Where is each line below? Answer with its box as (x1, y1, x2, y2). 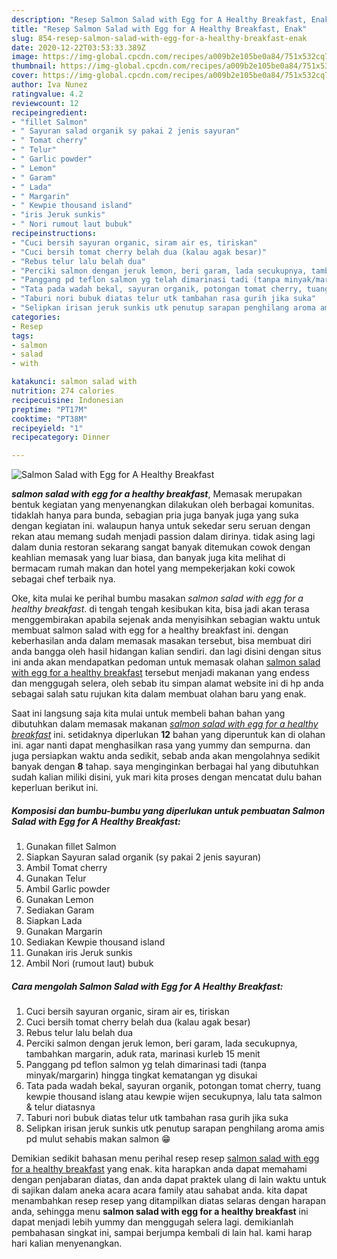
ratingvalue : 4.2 (11, 89, 84, 99)
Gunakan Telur (25, 872, 87, 885)
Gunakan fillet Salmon (25, 841, 117, 853)
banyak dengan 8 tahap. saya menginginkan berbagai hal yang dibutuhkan (11, 761, 319, 773)
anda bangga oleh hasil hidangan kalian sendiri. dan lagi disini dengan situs (11, 646, 322, 658)
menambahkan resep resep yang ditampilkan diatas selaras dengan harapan (11, 1195, 326, 1207)
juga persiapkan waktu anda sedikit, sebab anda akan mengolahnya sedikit (11, 750, 321, 762)
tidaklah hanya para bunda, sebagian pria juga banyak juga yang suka (11, 509, 299, 521)
